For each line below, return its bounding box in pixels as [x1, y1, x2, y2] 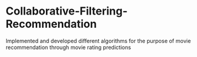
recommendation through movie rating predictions [5, 44, 132, 51]
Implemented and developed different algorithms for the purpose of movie [5, 37, 192, 44]
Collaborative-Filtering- [5, 4, 128, 18]
